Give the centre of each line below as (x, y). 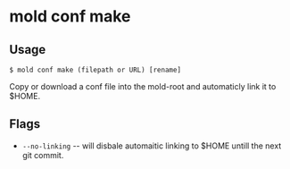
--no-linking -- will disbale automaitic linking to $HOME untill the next (152, 146)
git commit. (43, 155)
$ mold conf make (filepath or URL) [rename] (95, 70)
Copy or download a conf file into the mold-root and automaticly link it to (143, 86)
